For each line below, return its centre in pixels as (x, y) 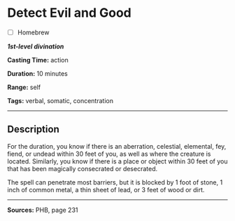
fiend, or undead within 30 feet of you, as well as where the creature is (109, 154)
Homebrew (33, 32)
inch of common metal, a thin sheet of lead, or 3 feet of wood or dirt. (106, 189)
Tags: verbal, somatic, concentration (60, 101)
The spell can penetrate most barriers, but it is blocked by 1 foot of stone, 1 (115, 182)
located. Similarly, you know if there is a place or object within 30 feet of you (117, 161)
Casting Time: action (38, 60)
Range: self (24, 87)
